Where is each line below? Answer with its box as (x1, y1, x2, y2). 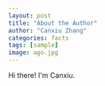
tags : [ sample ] (8, 41, 59, 49)
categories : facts (8, 33, 69, 42)
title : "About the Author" (8, 19, 98, 27)
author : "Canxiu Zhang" (8, 26, 87, 34)
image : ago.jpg (8, 49, 59, 57)
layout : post (8, 11, 52, 20)
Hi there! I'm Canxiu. (8, 71, 76, 80)
